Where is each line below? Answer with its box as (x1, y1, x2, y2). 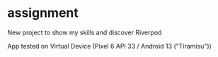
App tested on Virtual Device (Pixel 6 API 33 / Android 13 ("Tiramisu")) (7, 42, 212, 50)
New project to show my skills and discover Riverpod (7, 28, 162, 37)
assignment (7, 5, 79, 21)
